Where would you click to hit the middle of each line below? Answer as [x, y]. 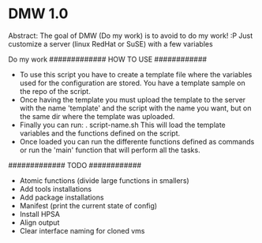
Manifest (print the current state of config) [88, 205]
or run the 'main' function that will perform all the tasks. [110, 150]
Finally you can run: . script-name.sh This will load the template [123, 125]
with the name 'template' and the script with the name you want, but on [135, 108]
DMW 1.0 [38, 14]
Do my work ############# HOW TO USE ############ [108, 59]
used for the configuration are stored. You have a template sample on [133, 83]
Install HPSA [40, 214]
